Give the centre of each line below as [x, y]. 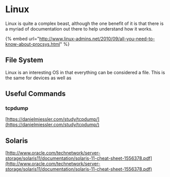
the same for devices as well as [38, 78]
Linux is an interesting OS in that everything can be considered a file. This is [85, 72]
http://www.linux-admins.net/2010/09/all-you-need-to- [97, 39]
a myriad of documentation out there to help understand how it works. [79, 28]
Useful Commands [35, 94]
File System [24, 60]
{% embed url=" [22, 39]
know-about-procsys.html [33, 44]
